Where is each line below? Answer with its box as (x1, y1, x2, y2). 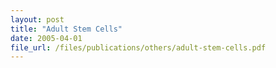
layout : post (10, 14, 65, 25)
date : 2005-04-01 (10, 33, 83, 43)
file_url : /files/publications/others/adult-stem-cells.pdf (10, 42, 267, 53)
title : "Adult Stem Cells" (10, 24, 123, 34)
